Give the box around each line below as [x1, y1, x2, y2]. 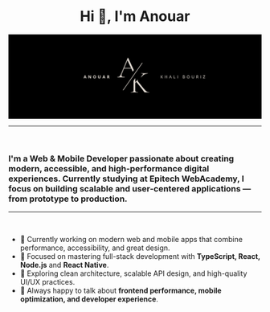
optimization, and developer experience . [19, 294, 159, 304]
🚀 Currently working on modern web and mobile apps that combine [19, 235, 243, 244]
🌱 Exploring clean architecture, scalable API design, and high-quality [19, 269, 247, 278]
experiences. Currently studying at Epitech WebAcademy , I [8, 173, 244, 184]
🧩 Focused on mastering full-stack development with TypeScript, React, [19, 252, 261, 261]
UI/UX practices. [19, 277, 76, 287]
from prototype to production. [8, 193, 128, 204]
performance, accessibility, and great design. [19, 243, 170, 252]
